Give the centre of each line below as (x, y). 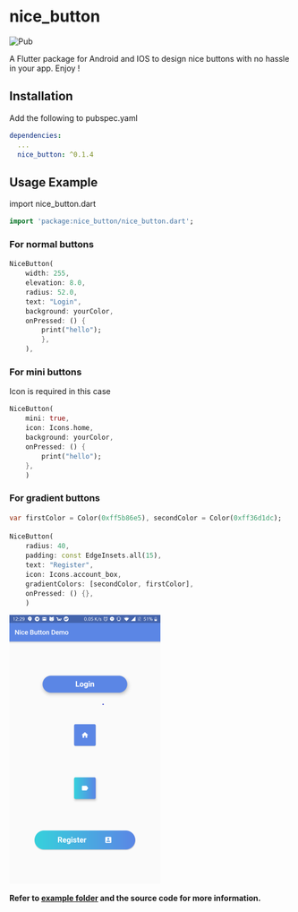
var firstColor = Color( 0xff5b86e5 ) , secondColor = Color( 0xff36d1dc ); (145, 518)
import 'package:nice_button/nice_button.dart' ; (102, 221)
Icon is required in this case (60, 391)
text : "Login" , (54, 302)
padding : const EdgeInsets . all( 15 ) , (94, 556)
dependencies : (36, 135)
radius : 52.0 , (51, 292)
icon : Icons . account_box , (74, 574)
